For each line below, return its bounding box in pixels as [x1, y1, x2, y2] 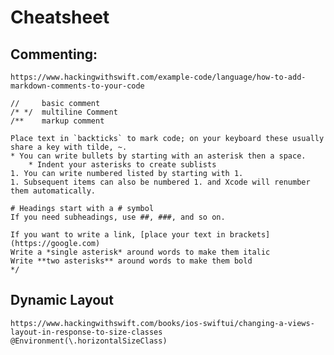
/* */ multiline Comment [10, 107, 118, 117]
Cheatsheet [10, 6, 110, 29]
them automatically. [10, 186, 97, 196]
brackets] [229, 230, 271, 240]
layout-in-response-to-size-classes [10, 327, 163, 337]
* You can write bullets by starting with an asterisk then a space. [10, 151, 307, 161]
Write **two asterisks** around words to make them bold [10, 256, 253, 266]
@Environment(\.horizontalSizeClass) [10, 336, 168, 346]
